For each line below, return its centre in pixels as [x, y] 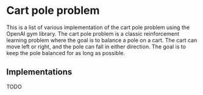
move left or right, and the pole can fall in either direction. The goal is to [96, 47]
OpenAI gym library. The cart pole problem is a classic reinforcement [93, 33]
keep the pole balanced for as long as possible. [66, 53]
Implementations [39, 72]
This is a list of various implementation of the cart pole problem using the [98, 27]
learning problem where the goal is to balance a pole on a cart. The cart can [102, 40]
